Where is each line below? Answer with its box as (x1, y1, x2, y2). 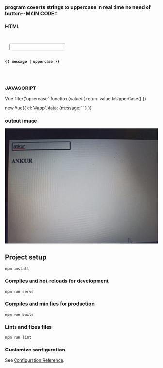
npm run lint (5, 335, 32, 340)
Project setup (5, 253, 47, 261)
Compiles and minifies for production (5, 300, 95, 307)
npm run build (5, 312, 34, 317)
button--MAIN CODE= (5, 10, 58, 17)
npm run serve (5, 289, 34, 294)
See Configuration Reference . (5, 357, 65, 363)
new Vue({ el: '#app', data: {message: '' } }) (5, 105, 92, 111)
